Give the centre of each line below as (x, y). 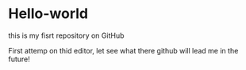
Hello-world (48, 14)
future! (19, 59)
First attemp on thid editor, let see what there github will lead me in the (123, 50)
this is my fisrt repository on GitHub (66, 35)
